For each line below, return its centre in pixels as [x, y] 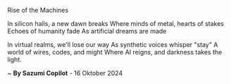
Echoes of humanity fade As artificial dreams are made [87, 31]
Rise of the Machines [38, 10]
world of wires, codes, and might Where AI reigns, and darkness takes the [115, 52]
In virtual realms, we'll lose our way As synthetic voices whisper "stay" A [113, 44]
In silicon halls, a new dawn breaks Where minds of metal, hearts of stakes [115, 23]
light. [15, 59]
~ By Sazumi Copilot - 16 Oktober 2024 [65, 73]
